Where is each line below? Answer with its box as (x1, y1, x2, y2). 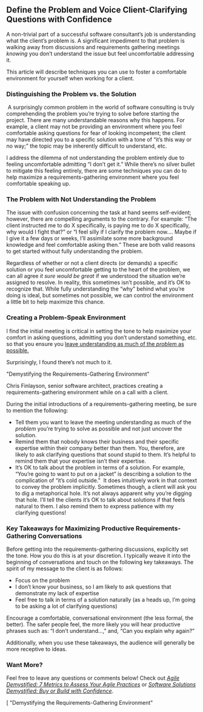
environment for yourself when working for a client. (6, 74, 135, 81)
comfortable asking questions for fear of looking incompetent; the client (6, 130, 186, 137)
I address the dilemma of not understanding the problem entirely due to (6, 154, 185, 162)
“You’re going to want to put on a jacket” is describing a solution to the (15, 470, 191, 477)
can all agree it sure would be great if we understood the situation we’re (6, 272, 186, 280)
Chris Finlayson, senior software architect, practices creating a (6, 382, 163, 389)
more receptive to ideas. (6, 646, 67, 652)
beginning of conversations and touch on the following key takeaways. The (6, 559, 194, 565)
